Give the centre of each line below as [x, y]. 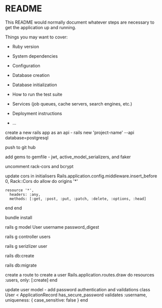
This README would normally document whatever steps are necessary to [80, 22]
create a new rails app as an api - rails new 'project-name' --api [70, 132]
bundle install [19, 217]
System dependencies [35, 56]
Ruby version [26, 46]
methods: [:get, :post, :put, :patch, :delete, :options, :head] [78, 199]
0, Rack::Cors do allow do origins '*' [42, 181]
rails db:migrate [21, 265]
